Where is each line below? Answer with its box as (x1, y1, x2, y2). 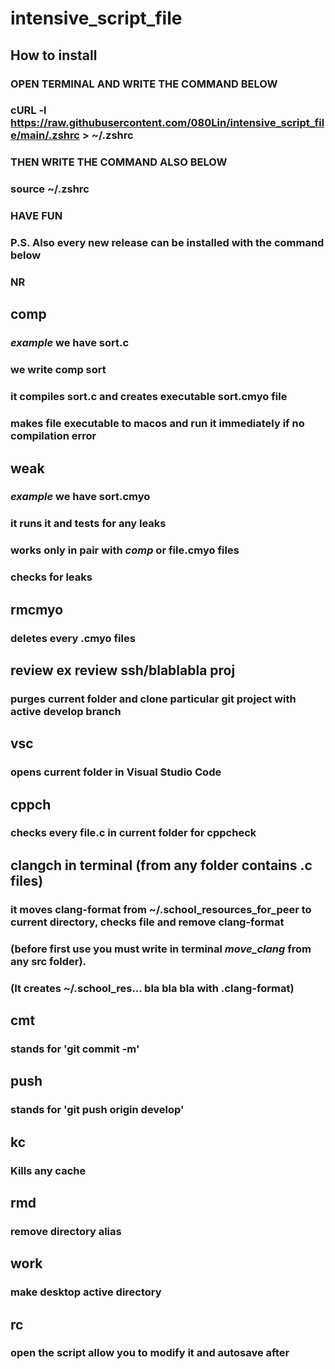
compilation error (10, 429, 97, 443)
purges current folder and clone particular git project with (10, 692, 297, 706)
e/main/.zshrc (10, 128, 80, 142)
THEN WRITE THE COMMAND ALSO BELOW (10, 155, 228, 169)
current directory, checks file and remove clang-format (10, 915, 285, 929)
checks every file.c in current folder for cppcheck (10, 826, 257, 840)
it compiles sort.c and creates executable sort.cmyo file (10, 390, 288, 404)
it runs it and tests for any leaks (10, 517, 167, 531)
